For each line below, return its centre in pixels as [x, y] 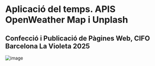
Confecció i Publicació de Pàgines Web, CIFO [78, 38]
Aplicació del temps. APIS [61, 9]
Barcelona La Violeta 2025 [47, 46]
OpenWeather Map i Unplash [67, 20]
